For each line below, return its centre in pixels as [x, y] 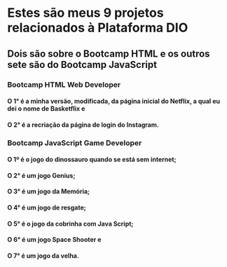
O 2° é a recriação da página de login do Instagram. [83, 125]
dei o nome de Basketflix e [46, 109]
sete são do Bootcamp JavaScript [82, 64]
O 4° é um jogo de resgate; [47, 207]
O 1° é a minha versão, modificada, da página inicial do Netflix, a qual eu [114, 101]
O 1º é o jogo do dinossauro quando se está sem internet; [92, 160]
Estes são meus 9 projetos [85, 13]
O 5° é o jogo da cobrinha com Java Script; [70, 224]
